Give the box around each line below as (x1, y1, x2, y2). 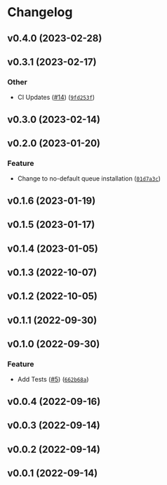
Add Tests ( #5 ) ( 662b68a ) (17, 375, 89, 384)
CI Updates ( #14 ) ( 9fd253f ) (17, 93, 95, 102)
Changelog (7, 4, 73, 20)
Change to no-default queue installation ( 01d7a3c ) (17, 174, 161, 183)
